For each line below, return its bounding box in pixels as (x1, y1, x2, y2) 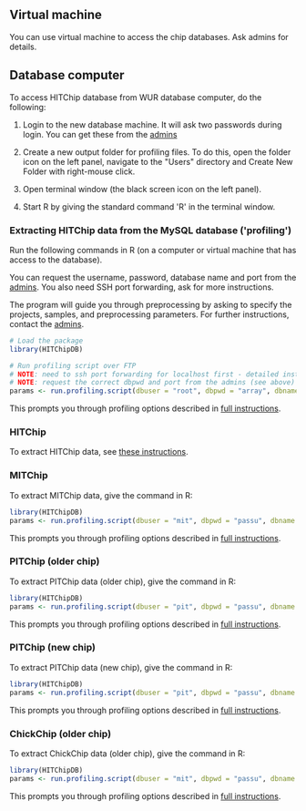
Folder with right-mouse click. (22, 166, 136, 177)
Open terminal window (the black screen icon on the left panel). (22, 183, 262, 194)
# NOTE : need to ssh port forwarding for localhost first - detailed (9, 369, 280, 379)
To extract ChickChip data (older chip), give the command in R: (9, 747, 246, 759)
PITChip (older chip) (9, 555, 100, 568)
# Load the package (9, 336, 84, 345)
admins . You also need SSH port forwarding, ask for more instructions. (9, 282, 275, 293)
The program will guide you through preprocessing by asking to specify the (9, 299, 292, 310)
